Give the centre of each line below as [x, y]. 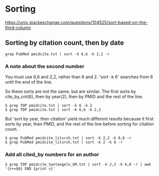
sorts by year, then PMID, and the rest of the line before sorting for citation [79, 124]
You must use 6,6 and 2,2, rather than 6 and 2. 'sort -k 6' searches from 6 [79, 77]
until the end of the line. [29, 82]
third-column [18, 27]
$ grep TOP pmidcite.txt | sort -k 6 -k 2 [49, 106]
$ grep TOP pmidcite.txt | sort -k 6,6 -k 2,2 [53, 110]
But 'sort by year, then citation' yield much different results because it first [79, 119]
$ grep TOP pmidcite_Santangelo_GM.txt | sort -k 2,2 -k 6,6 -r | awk [78, 165]
